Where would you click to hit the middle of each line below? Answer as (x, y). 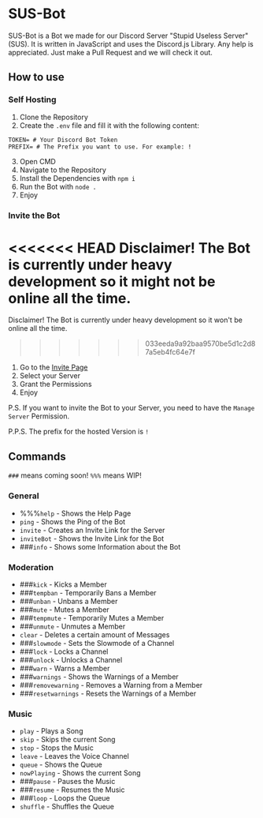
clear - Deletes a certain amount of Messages (94, 634)
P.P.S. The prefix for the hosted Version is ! (79, 432)
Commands (37, 456)
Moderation (31, 567)
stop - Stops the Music (57, 748)
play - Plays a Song (51, 731)
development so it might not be (112, 281)
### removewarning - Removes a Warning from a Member (111, 685)
